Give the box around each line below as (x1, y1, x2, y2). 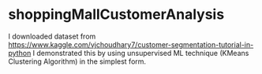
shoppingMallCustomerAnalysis (8, 6, 225, 24)
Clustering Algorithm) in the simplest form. (8, 57, 147, 66)
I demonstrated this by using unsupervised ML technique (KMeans (32, 48, 249, 57)
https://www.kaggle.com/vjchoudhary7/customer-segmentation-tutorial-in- (8, 39, 254, 49)
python (8, 48, 32, 57)
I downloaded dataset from (8, 31, 96, 41)
